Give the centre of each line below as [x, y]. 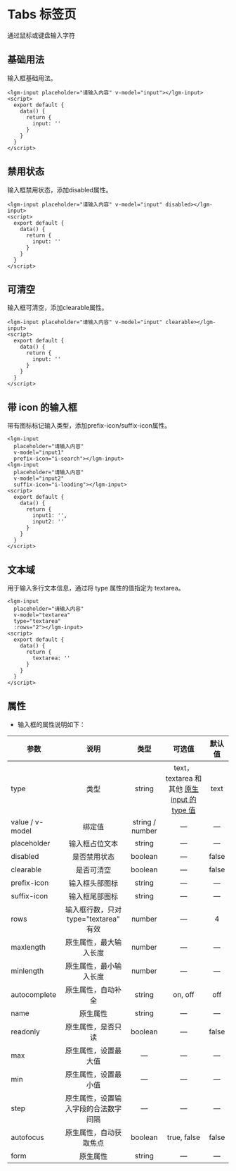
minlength [27, 971]
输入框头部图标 [93, 883]
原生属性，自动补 [93, 989]
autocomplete [34, 994]
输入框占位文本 [93, 843]
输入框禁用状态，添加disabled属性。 [60, 190]
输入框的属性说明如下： [51, 724]
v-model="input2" [39, 479]
